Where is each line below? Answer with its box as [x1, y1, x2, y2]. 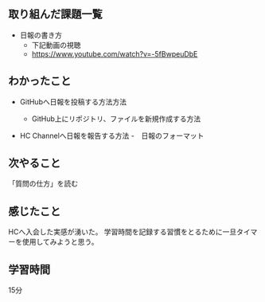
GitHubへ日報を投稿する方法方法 [19, 96, 127, 106]
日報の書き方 [19, 30, 62, 40]
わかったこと [8, 74, 72, 88]
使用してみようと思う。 [21, 237, 99, 247]
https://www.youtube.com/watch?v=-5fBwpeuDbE [31, 49, 198, 58]
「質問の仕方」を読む [8, 178, 78, 189]
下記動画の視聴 [31, 40, 81, 49]
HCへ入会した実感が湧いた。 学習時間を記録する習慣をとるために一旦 [8, 227, 237, 237]
